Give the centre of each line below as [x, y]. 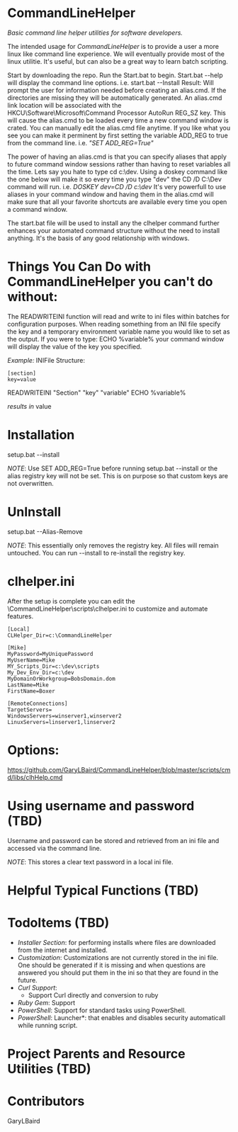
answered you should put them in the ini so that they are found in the [118, 973]
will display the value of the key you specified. [75, 346]
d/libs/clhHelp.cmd [35, 777]
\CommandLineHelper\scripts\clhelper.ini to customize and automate [108, 609]
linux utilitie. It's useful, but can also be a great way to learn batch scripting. [118, 61]
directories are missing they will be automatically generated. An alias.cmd [115, 98]
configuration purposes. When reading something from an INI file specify [114, 324]
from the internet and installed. [63, 950]
